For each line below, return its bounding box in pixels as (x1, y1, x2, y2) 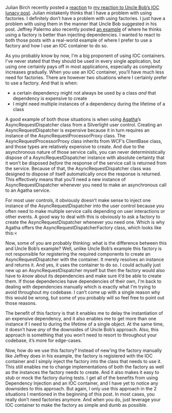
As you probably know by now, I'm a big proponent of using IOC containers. (5, 52, 166, 59)
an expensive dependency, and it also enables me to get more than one (5, 316, 157, 321)
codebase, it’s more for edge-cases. (5, 337, 82, 344)
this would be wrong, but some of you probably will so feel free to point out (5, 295, 164, 300)
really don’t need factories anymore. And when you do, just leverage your (5, 397, 161, 403)
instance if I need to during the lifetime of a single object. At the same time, (5, 321, 164, 327)
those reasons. (5, 300, 37, 306)
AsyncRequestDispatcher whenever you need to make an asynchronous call (5, 182, 167, 188)
